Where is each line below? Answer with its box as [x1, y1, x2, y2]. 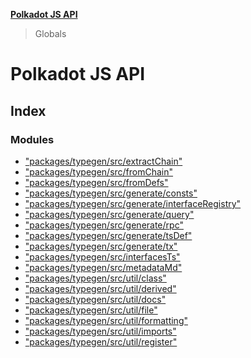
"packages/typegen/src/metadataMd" [24, 261, 183, 273]
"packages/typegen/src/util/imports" [24, 325, 177, 337]
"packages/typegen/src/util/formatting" [24, 314, 188, 326]
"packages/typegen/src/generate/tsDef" [24, 229, 193, 241]
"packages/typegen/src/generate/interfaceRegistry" [24, 197, 242, 209]
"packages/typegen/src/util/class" [24, 272, 167, 284]
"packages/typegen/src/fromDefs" [24, 176, 169, 188]
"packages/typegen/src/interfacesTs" [24, 250, 181, 263]
